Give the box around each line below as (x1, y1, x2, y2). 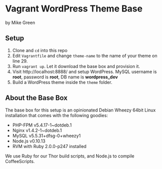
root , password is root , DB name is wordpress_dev (12, 73, 118, 80)
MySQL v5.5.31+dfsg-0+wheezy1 (12, 132, 81, 138)
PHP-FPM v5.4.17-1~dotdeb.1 (12, 122, 72, 128)
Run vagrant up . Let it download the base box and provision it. (12, 63, 141, 69)
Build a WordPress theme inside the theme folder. (12, 79, 113, 85)
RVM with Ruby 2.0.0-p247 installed (12, 143, 87, 149)
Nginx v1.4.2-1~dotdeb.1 (12, 127, 62, 133)
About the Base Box (5, 93, 68, 102)
